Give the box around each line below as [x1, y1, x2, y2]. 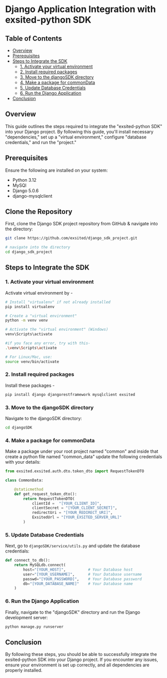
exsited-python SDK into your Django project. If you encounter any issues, [5, 656, 158, 663]
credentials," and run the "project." [5, 139, 76, 145]
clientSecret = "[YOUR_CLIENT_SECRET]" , [31, 505, 117, 510]
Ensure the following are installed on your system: [5, 167, 108, 173]
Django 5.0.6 [12, 187, 39, 194]
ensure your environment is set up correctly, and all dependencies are [5, 662, 149, 668]
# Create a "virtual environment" [5, 313, 77, 318]
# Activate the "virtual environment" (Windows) [5, 327, 108, 332]
